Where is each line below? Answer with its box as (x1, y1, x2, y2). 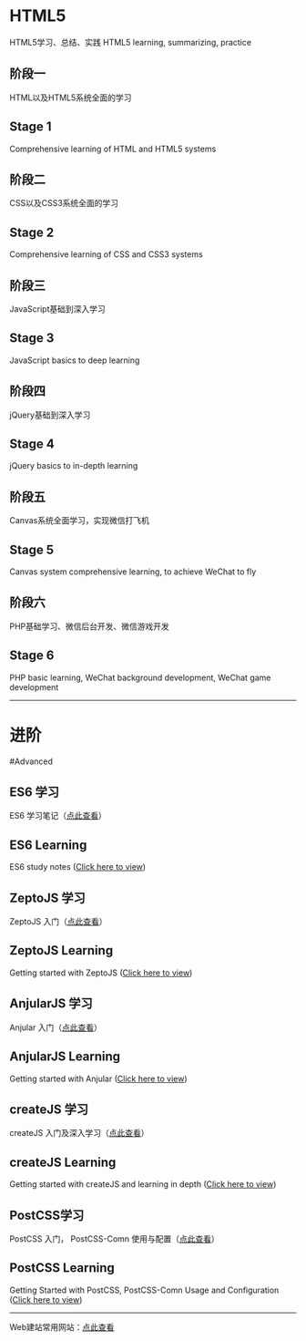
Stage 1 (9, 119, 52, 135)
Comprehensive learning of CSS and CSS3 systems (9, 249, 203, 260)
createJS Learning (9, 1154, 117, 1170)
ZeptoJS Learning (9, 943, 114, 958)
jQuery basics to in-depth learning (9, 460, 138, 471)
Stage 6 (9, 648, 55, 664)
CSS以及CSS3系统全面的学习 (9, 198, 119, 209)
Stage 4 (9, 437, 55, 452)
